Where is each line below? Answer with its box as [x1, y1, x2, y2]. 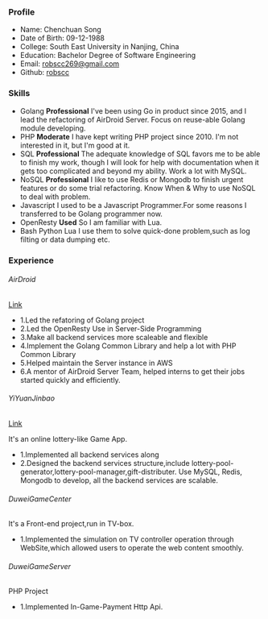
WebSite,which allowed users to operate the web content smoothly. [19, 543, 244, 553]
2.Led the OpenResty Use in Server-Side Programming [19, 323, 202, 333]
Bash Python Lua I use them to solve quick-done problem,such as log [19, 226, 251, 235]
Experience [8, 255, 54, 266]
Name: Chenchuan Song [19, 25, 102, 35]
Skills [8, 88, 31, 99]
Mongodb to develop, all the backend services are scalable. [19, 475, 219, 485]
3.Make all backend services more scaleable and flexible [19, 332, 208, 342]
